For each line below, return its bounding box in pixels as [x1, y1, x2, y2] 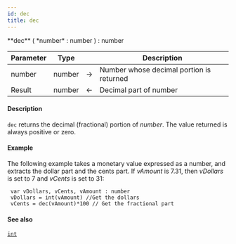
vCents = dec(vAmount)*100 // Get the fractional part [10, 200, 174, 207]
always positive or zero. [7, 127, 76, 136]
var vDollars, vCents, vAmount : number [10, 188, 131, 195]
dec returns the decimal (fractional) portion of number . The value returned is [7, 120, 228, 129]
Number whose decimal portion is [99, 65, 211, 75]
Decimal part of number [99, 85, 178, 95]
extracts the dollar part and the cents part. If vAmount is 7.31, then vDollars [7, 167, 223, 175]
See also [7, 215, 33, 224]
